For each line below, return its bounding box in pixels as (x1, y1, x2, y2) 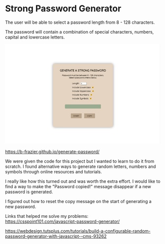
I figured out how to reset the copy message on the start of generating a (5, 198, 152, 204)
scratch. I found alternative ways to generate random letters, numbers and (5, 163, 156, 169)
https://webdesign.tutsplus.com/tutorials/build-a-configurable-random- (5, 228, 151, 234)
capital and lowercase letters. (5, 34, 65, 40)
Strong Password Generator (5, 3, 122, 14)
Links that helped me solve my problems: (5, 213, 89, 219)
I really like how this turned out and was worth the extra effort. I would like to (5, 178, 161, 184)
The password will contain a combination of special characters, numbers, (5, 29, 154, 35)
